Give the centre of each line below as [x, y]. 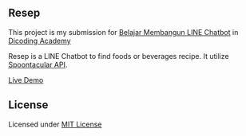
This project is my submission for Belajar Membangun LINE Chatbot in [123, 32]
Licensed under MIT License [55, 124]
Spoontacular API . [38, 64]
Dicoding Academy [40, 41]
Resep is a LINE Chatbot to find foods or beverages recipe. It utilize [119, 56]
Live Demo [26, 80]
